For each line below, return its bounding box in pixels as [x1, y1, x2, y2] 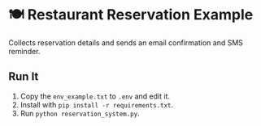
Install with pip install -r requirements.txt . [20, 99, 174, 109]
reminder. [8, 46, 41, 56]
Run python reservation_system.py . [20, 108, 140, 118]
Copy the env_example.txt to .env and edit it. [20, 91, 171, 101]
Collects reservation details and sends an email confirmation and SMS [8, 37, 244, 48]
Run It [8, 69, 39, 84]
